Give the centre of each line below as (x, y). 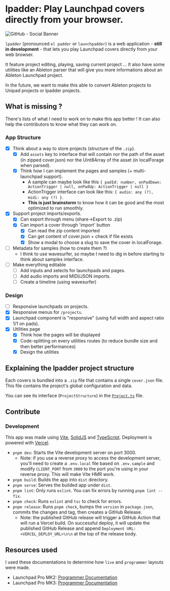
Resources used (31, 550)
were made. (18, 567)
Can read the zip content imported (64, 231)
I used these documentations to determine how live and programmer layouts (84, 562)
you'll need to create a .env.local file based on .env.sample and (87, 464)
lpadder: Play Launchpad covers (75, 9)
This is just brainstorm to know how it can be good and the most (96, 203)
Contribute (23, 411)
